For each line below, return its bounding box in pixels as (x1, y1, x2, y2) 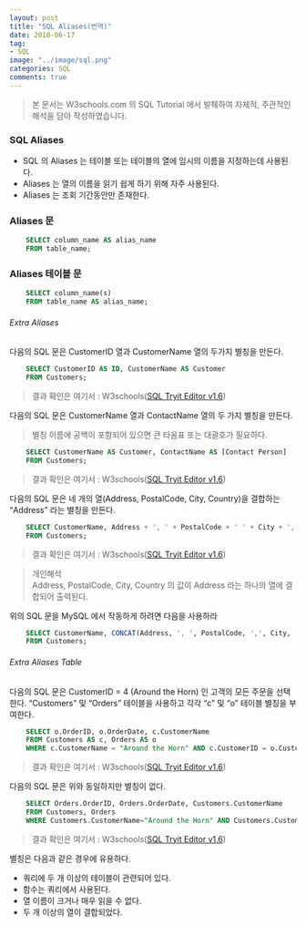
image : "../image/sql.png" (9, 56, 112, 65)
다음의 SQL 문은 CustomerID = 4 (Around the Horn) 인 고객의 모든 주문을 (9, 685, 274, 697)
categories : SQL (9, 65, 71, 74)
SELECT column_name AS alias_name (25, 236, 157, 245)
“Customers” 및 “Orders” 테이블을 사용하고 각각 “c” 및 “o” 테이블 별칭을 (28, 697, 287, 708)
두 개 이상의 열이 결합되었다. (22, 906, 123, 917)
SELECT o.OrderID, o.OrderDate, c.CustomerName (25, 726, 209, 736)
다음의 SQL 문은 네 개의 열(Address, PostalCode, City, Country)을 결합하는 (9, 493, 280, 504)
